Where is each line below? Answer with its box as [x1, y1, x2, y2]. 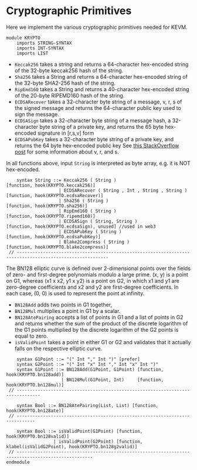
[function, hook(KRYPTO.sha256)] [6, 203, 88, 209]
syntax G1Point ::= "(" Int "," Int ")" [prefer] [16, 356, 141, 362]
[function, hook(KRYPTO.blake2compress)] [6, 244, 109, 250]
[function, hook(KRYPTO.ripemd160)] [6, 213, 96, 219]
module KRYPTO [6, 35, 41, 41]
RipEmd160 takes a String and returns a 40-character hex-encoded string [14, 85, 189, 92]
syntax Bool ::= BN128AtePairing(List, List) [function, [16, 402, 159, 408]
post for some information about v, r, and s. [14, 148, 119, 155]
